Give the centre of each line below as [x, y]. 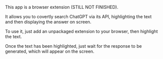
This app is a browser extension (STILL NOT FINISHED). [62, 7]
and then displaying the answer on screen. [48, 22]
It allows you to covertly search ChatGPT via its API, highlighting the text [78, 16]
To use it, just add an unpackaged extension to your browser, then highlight [81, 31]
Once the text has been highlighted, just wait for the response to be [73, 46]
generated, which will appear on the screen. [50, 51]
